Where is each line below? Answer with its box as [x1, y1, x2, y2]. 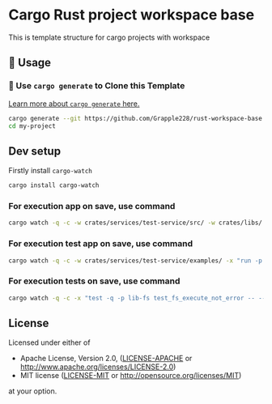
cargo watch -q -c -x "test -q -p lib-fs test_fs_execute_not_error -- [8, 294, 255, 302]
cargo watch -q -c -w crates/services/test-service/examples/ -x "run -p [8, 257, 263, 265]
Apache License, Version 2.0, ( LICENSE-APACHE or [19, 354, 193, 364]
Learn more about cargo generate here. [8, 99, 140, 108]
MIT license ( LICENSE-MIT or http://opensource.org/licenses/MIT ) [19, 371, 242, 381]
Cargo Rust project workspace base [8, 6, 255, 24]
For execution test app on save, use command [8, 238, 193, 249]
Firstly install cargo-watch [8, 166, 93, 176]
